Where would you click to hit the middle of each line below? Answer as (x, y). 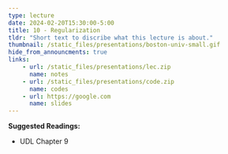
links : (19, 60)
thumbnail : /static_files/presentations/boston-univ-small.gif (114, 45)
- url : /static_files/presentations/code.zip (99, 81)
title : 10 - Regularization (54, 30)
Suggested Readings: (44, 126)
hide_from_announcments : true (58, 52)
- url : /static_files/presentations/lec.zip (97, 67)
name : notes (49, 74)
